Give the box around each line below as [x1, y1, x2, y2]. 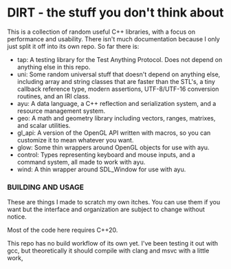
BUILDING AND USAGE [7, 182, 85, 192]
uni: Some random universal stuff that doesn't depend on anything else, [16, 70, 221, 78]
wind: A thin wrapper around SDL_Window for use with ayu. [16, 165, 186, 173]
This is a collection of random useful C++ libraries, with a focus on [7, 28, 196, 36]
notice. [7, 213, 27, 221]
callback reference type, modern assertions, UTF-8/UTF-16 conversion [16, 85, 219, 93]
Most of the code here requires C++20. [7, 226, 118, 235]
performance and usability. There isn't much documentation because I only [7, 34, 220, 43]
